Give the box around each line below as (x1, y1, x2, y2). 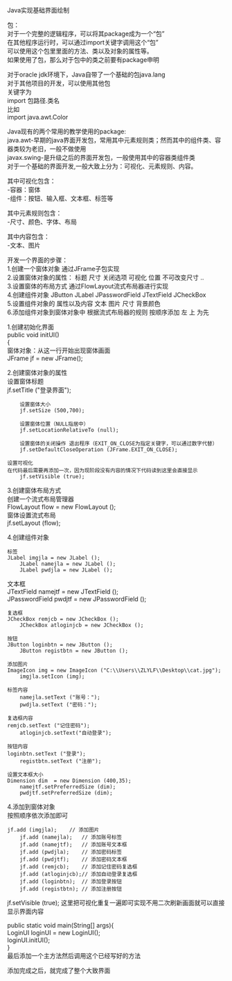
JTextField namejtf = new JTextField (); (7, 587, 119, 596)
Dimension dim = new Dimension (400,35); (7, 777, 132, 784)
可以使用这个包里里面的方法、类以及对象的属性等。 (7, 47, 153, 55)
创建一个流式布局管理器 (7, 495, 74, 503)
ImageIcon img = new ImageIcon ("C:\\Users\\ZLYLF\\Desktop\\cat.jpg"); (7, 667, 222, 674)
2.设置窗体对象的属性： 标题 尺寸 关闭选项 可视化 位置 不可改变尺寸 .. (7, 273, 204, 282)
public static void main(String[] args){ (7, 921, 114, 930)
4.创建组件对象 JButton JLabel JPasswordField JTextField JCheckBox (7, 291, 206, 299)
